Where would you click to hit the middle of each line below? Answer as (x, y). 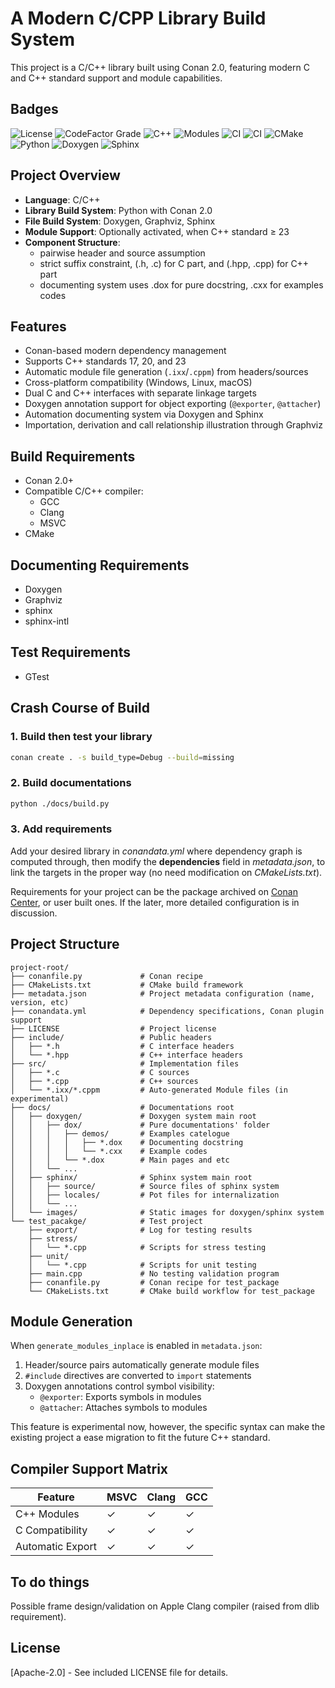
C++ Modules (47, 1514)
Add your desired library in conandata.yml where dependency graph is (156, 851)
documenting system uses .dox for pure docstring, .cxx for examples (181, 284)
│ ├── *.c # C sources (100, 1072)
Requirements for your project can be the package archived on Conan (154, 891)
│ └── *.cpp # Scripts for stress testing (147, 1247)
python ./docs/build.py (60, 803)
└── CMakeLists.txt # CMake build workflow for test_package (171, 1291)
